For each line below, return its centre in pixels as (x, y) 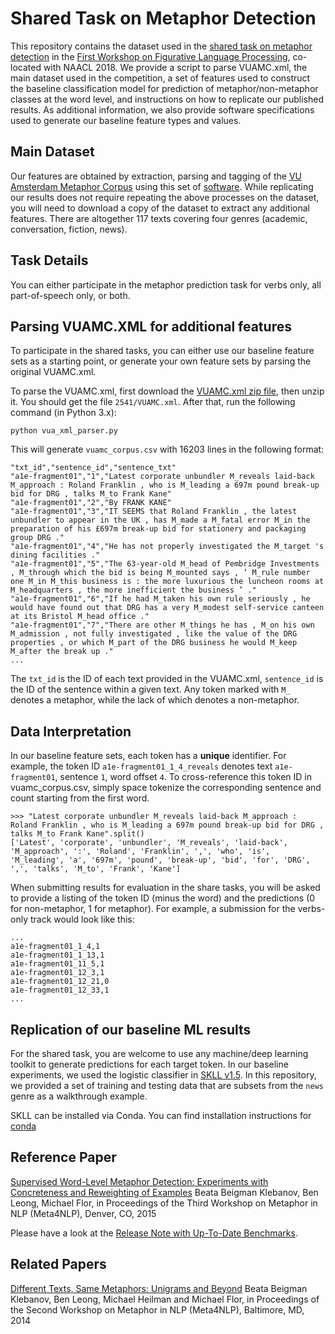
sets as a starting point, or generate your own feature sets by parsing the (161, 361)
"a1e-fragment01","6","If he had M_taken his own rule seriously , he (160, 599)
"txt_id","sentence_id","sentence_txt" (93, 468)
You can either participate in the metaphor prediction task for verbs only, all (166, 284)
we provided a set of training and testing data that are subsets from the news (167, 1085)
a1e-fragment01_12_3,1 (57, 973)
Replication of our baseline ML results (131, 1029)
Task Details (49, 260)
